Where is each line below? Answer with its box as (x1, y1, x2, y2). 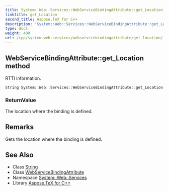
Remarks (5, 123, 34, 131)
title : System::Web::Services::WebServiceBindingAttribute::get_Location (5, 7, 163, 13)
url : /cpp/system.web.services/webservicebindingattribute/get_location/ (5, 36, 163, 41)
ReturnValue (5, 97, 36, 104)
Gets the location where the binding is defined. (5, 136, 102, 142)
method (5, 62, 30, 70)
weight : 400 (5, 31, 30, 36)
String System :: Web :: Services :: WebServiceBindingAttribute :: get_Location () (5, 85, 167, 90)
